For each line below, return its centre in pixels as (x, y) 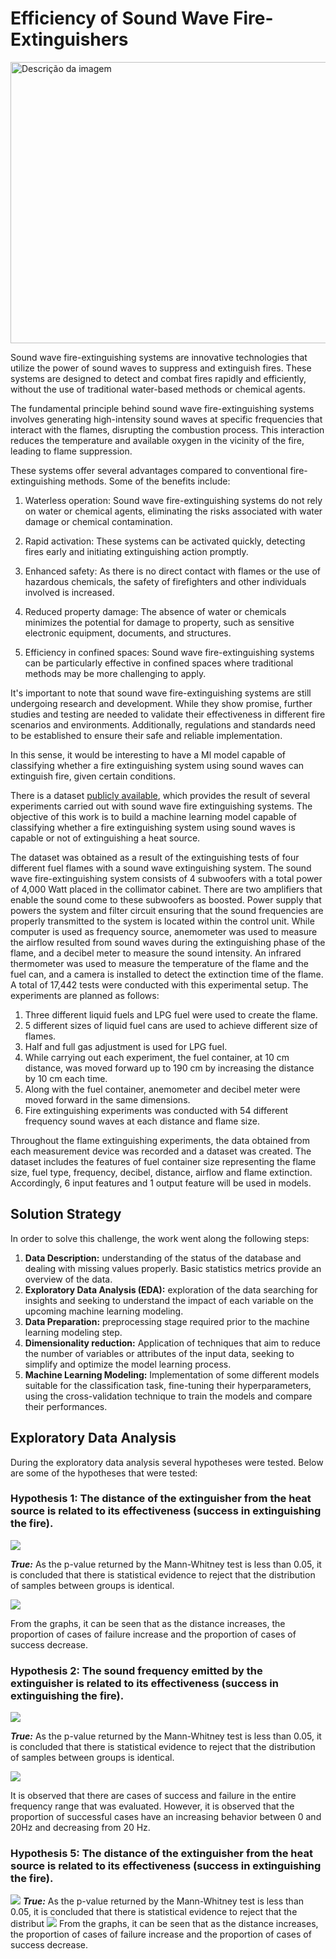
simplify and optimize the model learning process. (128, 1364)
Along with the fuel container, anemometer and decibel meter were (162, 1089)
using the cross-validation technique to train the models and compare (168, 1396)
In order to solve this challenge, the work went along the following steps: (160, 1238)
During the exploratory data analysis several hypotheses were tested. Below (167, 1462)
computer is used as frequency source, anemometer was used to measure (164, 931)
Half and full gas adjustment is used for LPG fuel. (126, 1046)
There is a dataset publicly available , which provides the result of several (160, 795)
